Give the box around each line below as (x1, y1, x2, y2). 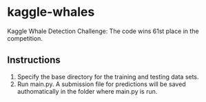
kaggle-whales (7, 4, 95, 20)
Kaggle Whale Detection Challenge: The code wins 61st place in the (7, 27, 199, 35)
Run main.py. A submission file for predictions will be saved (17, 80, 186, 88)
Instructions (7, 54, 61, 66)
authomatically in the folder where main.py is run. (17, 87, 158, 95)
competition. (7, 34, 43, 42)
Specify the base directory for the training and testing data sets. (17, 72, 199, 81)
